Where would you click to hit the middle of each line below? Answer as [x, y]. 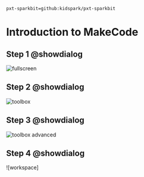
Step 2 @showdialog [45, 87]
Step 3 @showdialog [45, 120]
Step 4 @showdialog [46, 153]
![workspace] [22, 167]
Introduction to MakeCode [72, 32]
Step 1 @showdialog [45, 54]
